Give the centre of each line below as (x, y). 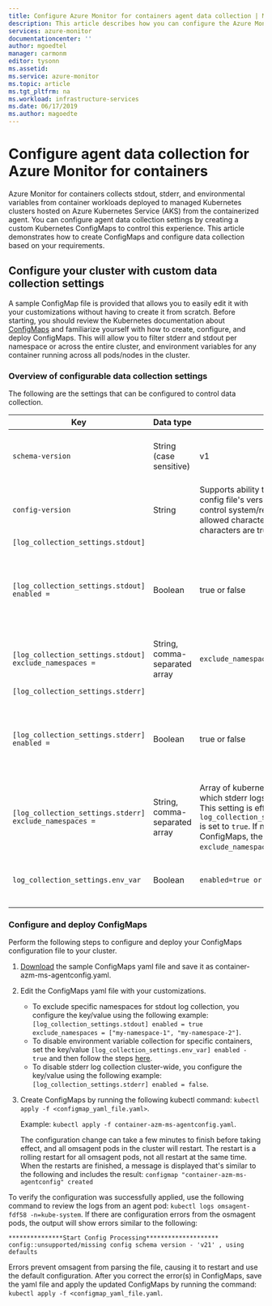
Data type (172, 423)
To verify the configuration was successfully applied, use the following (126, 1197)
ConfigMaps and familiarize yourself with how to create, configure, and (127, 329)
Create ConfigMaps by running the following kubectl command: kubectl (140, 1100)
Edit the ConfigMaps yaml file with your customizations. (113, 991)
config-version (42, 510)
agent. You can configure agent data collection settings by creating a (123, 219)
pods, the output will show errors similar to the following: (103, 1223)
